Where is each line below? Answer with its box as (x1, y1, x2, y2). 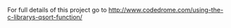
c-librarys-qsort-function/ (7, 13, 83, 21)
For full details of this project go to (7, 6, 107, 14)
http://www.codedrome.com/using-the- (108, 6, 224, 14)
